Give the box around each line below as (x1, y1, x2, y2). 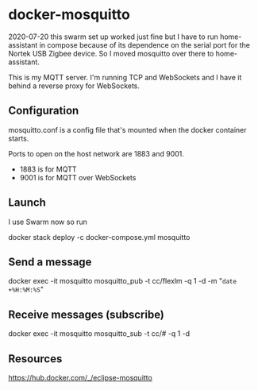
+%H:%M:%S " (8, 284, 44, 295)
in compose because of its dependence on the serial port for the (39, 40, 250, 49)
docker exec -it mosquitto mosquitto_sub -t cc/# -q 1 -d (8, 329, 191, 338)
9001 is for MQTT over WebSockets (19, 172, 137, 182)
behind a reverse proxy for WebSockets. (8, 81, 141, 91)
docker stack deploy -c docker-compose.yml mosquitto (8, 232, 191, 241)
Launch (8, 196, 46, 210)
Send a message (8, 255, 92, 268)
